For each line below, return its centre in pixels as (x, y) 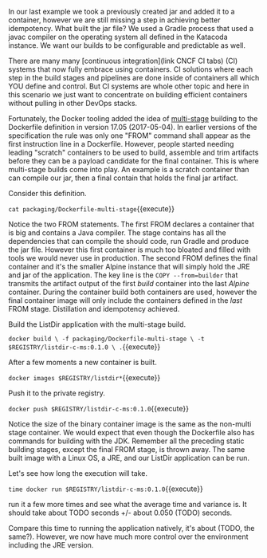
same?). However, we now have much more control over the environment (128, 536)
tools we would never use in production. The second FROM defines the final (133, 258)
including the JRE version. (51, 545)
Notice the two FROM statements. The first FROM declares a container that (132, 224)
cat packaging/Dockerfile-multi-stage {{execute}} (92, 209)
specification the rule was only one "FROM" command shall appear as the (130, 136)
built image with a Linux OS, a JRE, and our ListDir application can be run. (129, 458)
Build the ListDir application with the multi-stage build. (97, 324)
